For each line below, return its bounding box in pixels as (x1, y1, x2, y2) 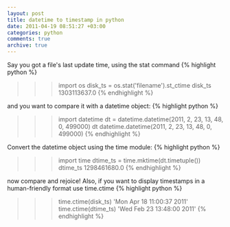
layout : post (7, 10, 45, 17)
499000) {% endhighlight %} (58, 130, 141, 138)
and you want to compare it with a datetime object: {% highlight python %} (7, 102, 218, 110)
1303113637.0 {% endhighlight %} (58, 88, 154, 97)
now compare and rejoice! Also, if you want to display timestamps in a (7, 177, 205, 185)
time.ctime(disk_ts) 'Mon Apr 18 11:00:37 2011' (58, 198, 189, 206)
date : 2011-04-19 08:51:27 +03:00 (7, 23, 106, 29)
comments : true (7, 36, 51, 43)
